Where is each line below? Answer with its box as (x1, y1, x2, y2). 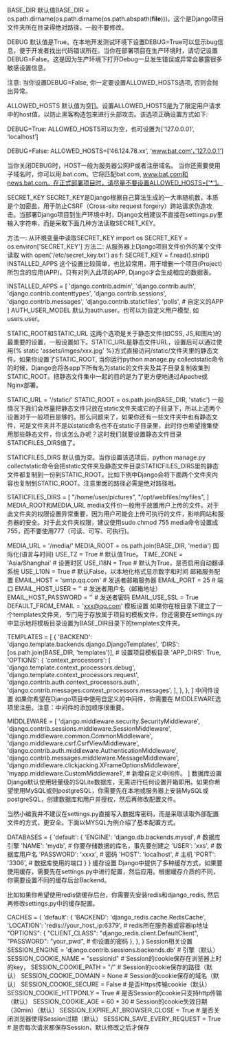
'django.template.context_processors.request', (7, 671, 140, 678)
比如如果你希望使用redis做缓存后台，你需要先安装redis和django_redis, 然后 (7, 891, 220, 899)
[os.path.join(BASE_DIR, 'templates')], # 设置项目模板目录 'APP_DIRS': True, (7, 648, 221, 656)
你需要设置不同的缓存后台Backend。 (7, 876, 111, 884)
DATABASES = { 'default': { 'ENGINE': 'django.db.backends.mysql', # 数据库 (7, 833, 221, 841)
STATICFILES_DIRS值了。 (7, 439, 79, 446)
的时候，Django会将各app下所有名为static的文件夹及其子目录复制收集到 (7, 364, 210, 372)
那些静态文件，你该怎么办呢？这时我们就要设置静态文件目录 (12, 430, 182, 438)
